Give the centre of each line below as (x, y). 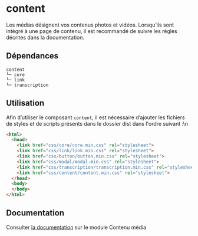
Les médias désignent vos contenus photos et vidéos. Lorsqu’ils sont (90, 25)
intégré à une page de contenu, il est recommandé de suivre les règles (92, 31)
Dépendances (32, 56)
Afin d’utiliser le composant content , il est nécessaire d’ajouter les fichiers (95, 117)
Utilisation (25, 103)
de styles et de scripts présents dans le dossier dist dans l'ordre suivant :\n (97, 123)
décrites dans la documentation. (45, 37)
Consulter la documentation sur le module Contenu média (76, 227)
